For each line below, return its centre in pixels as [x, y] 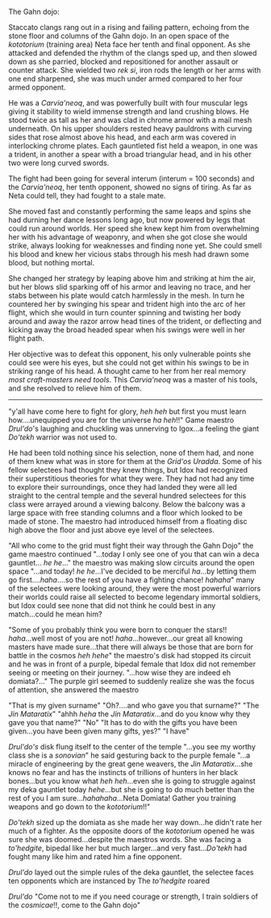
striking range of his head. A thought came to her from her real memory [127, 371]
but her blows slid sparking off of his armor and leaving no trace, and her [130, 287]
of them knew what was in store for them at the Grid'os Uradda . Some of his [135, 461]
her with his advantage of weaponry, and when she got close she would [128, 237]
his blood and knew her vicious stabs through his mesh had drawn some [129, 254]
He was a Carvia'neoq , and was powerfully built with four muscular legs [128, 103]
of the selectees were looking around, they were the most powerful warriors [135, 588]
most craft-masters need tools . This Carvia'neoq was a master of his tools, [133, 380]
